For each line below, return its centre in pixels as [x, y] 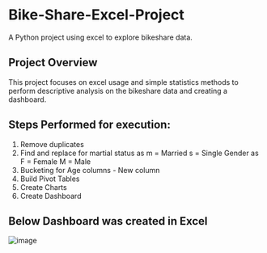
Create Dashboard [51, 196]
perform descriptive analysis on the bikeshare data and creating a [118, 91]
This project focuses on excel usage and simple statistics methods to [123, 82]
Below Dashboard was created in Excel [108, 221]
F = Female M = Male [55, 161]
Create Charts [43, 187]
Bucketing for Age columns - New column [90, 170]
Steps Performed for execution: [90, 125]
